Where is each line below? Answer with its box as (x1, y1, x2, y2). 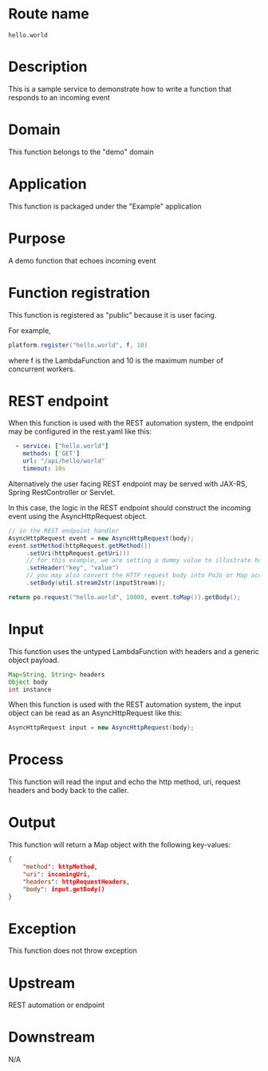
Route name (8, 5, 89, 23)
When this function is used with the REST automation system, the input (8, 700, 242, 709)
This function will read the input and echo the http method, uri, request (8, 777, 241, 787)
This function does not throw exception (8, 946, 137, 955)
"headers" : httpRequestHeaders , (22, 878, 130, 886)
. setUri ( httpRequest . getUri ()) (26, 549, 130, 557)
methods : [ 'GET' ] (22, 450, 81, 458)
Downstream (8, 1028, 96, 1046)
